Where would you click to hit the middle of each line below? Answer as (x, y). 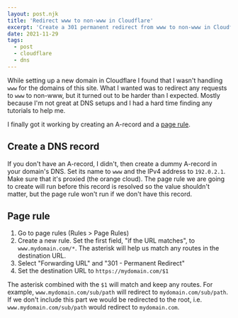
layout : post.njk (33, 14)
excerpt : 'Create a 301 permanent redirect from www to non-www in (109, 27)
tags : (15, 40)
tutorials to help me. (36, 110)
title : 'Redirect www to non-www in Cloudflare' (80, 21)
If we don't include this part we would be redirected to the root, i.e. (105, 300)
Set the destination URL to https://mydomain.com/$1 (93, 271)
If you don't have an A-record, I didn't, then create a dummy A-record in (112, 163)
